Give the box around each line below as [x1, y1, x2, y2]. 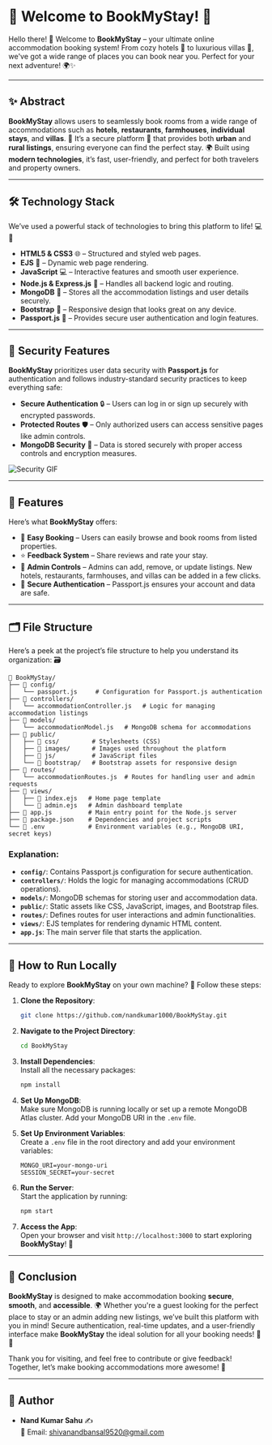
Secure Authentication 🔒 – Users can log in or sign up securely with [19, 399, 249, 409]
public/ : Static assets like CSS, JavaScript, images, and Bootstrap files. [19, 901, 259, 911]
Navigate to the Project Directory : [19, 1026, 136, 1035]
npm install [19, 1081, 61, 1089]
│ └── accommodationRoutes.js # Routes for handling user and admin [8, 773, 255, 781]
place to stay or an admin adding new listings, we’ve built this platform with [8, 1312, 259, 1322]
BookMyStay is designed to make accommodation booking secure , [8, 1292, 235, 1301]
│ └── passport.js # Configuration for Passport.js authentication [8, 688, 263, 696]
